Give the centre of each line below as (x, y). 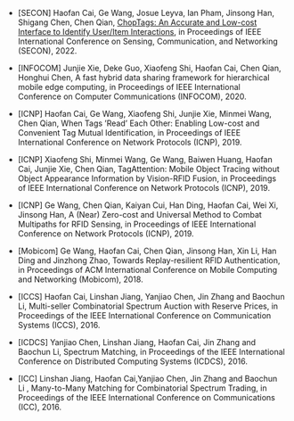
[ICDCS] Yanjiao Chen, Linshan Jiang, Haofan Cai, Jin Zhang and (137, 342)
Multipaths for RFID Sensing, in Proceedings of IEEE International (137, 224)
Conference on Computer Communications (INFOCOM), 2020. (132, 96)
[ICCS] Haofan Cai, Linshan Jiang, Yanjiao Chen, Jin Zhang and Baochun (151, 297)
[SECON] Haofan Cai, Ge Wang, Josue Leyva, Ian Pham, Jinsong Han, (146, 13)
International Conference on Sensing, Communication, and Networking (147, 41)
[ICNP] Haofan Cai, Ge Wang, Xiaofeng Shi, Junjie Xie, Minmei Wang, (144, 114)
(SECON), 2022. (47, 51)
